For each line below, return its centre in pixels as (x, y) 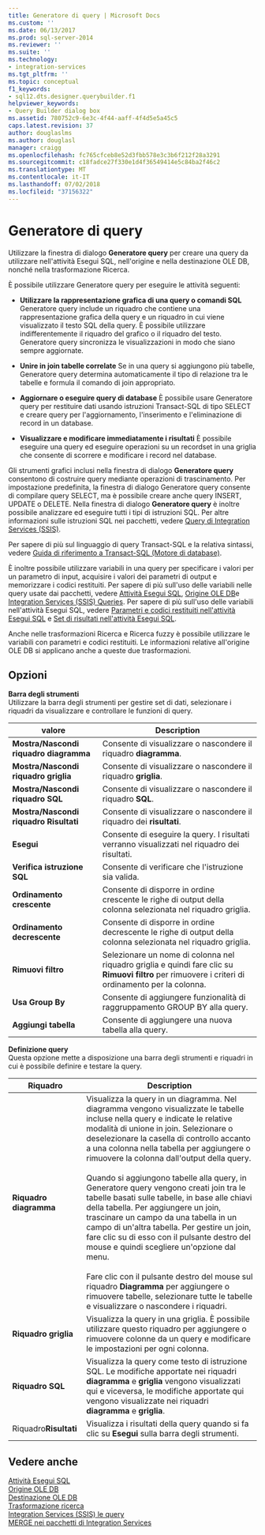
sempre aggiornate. (52, 350)
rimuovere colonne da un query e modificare (168, 1339)
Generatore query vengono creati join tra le (166, 1188)
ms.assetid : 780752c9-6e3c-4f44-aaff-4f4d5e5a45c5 (93, 118)
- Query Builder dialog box (54, 111)
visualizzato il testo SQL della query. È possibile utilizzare (113, 325)
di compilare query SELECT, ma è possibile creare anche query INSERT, (125, 495)
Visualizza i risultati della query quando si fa (168, 1424)
